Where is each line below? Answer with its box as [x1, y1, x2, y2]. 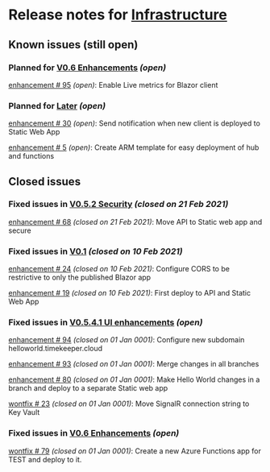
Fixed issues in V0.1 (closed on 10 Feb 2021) [8, 246, 183, 257]
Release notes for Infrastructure [8, 6, 227, 24]
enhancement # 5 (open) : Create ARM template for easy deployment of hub [8, 143, 260, 152]
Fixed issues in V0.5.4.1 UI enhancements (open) [8, 317, 203, 328]
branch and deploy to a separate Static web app [8, 383, 168, 393]
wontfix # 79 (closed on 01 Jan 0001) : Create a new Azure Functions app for [8, 445, 262, 456]
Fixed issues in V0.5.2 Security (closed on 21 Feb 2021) [8, 199, 229, 210]
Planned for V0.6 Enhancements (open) [8, 62, 167, 73]
